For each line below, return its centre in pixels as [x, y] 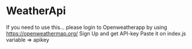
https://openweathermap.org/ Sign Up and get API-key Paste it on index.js [96, 33]
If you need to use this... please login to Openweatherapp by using [87, 27]
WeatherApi [36, 11]
